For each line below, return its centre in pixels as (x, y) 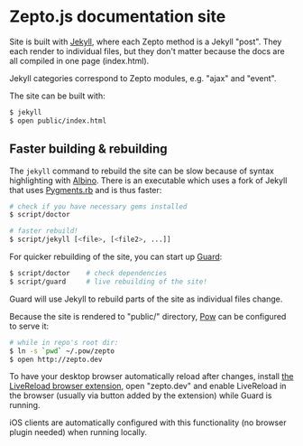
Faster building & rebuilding (88, 149)
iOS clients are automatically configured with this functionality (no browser (148, 423)
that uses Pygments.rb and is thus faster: (86, 190)
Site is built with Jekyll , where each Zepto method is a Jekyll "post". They (146, 42)
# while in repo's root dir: (64, 342)
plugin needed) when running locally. (78, 432)
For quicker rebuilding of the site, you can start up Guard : (116, 256)
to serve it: (29, 326)
